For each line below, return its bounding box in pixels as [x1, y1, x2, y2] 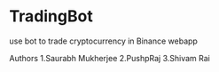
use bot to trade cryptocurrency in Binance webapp [9, 36, 198, 46]
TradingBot [9, 6, 93, 27]
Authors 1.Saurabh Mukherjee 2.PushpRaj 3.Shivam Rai [9, 52, 210, 63]
